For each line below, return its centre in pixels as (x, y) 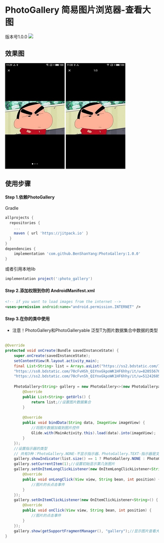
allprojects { (20, 218)
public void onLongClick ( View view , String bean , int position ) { (92, 479)
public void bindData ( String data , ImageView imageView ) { (84, 423)
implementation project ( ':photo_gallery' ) (49, 279)
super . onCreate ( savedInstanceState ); (52, 356)
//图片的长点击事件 (48, 484)
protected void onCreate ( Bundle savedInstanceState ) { (62, 350)
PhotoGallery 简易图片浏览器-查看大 (78, 10)
